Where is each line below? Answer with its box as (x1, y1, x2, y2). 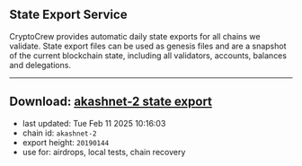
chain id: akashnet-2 (22, 127, 97, 138)
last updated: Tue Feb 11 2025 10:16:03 (22, 118, 166, 128)
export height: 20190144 (22, 136, 110, 147)
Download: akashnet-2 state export (9, 94, 213, 109)
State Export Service (9, 7, 128, 22)
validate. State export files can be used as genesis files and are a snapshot (9, 40, 287, 51)
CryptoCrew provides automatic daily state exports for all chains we (9, 31, 261, 41)
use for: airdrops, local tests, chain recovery (22, 146, 186, 157)
